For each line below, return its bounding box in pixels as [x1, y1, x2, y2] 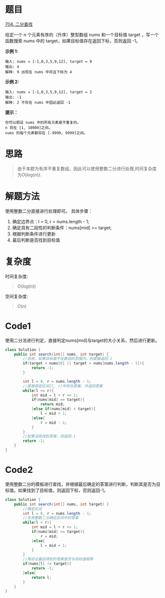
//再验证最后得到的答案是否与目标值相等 [23, 557, 94, 562]
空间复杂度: [5, 293, 29, 299]
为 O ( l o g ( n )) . [17, 171, 42, 177]
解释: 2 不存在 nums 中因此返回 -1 [5, 100, 70, 105]
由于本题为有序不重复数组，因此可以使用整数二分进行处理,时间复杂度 [17, 166, 157, 171]
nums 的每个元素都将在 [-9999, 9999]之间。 [5, 131, 88, 135]
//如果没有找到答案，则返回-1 [23, 434, 76, 439]
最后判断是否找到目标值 [12, 237, 60, 243]
